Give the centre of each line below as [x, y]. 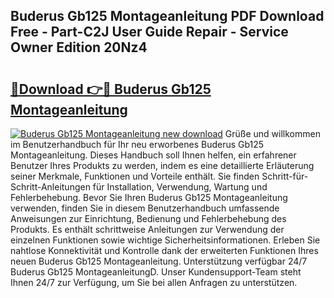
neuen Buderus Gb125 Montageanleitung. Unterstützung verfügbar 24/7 [159, 261]
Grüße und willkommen [272, 133]
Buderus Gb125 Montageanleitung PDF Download [167, 16]
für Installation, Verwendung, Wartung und [180, 187]
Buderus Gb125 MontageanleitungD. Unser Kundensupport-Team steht [156, 272]
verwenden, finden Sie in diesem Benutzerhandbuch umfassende [145, 208]
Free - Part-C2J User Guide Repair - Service [149, 32]
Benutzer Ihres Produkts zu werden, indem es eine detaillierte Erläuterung [162, 165]
